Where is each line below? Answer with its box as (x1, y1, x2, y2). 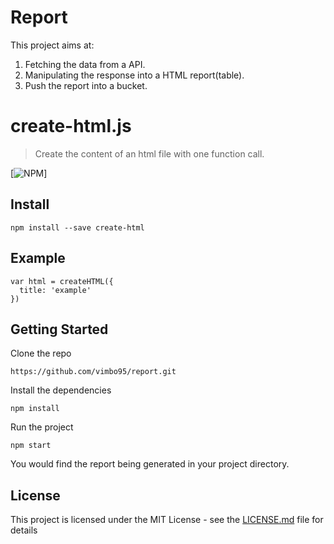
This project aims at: (10, 39, 95, 51)
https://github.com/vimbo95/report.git (10, 367, 177, 377)
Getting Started (10, 321, 109, 338)
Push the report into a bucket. (24, 79, 148, 91)
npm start (10, 441, 52, 451)
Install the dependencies (10, 384, 112, 396)
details (10, 524, 38, 536)
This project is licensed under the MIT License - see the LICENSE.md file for (10, 514, 324, 526)
